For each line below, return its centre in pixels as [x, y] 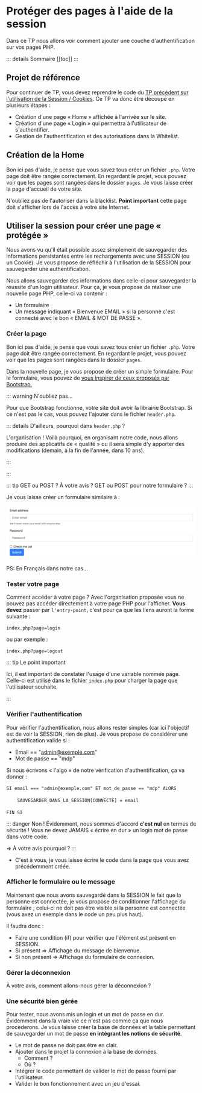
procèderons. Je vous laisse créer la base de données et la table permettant [101, 1027]
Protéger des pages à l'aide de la [90, 11]
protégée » [27, 235]
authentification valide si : [38, 740]
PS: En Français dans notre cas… [47, 568]
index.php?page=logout [35, 651]
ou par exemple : [27, 639]
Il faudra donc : [25, 926]
